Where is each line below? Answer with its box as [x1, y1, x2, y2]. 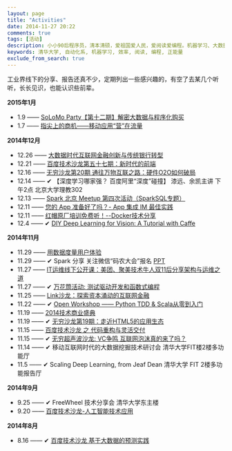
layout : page [7, 10, 45, 17]
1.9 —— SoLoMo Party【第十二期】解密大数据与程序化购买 [17, 113, 184, 121]
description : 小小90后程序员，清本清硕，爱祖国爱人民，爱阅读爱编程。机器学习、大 [7, 42, 218, 49]
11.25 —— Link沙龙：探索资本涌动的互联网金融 [17, 291, 150, 299]
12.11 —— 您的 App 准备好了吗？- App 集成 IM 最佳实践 [17, 202, 174, 211]
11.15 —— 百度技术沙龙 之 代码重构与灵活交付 [17, 325, 146, 334]
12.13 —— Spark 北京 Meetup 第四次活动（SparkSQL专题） [17, 194, 186, 202]
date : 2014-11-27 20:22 [7, 23, 76, 30]
